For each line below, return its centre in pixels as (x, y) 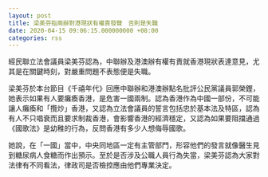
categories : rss (35, 38)
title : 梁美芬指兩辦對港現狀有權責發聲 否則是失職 (83, 23)
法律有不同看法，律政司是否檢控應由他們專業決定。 (92, 165)
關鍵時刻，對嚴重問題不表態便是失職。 (92, 72)
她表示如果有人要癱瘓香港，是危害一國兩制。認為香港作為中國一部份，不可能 (134, 98)
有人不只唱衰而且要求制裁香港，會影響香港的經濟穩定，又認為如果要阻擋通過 (134, 118)
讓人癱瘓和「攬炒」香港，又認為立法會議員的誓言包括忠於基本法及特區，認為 (134, 108)
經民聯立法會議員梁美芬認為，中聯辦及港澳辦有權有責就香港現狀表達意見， (130, 61)
